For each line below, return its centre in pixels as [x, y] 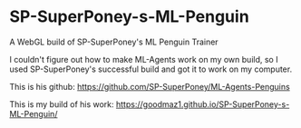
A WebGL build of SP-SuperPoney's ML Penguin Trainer [114, 42]
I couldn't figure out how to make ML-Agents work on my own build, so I [144, 59]
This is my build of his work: [62, 104]
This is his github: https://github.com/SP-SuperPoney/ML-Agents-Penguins [150, 86]
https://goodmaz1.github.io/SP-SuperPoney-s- [203, 104]
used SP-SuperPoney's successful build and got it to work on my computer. [151, 69]
